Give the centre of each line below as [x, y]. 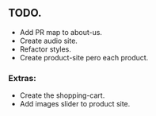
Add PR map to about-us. [61, 32]
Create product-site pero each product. [84, 57]
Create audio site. [48, 41]
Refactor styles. [45, 49]
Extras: [23, 78]
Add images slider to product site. [75, 104]
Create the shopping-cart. [62, 95]
